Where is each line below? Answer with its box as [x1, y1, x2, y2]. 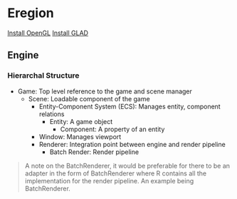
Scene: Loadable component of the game [28, 94, 151, 103]
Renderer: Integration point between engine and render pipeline [38, 140, 226, 148]
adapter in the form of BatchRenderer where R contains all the [24, 169, 207, 178]
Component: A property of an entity [60, 125, 165, 133]
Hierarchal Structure [7, 71, 80, 81]
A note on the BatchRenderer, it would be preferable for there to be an [24, 161, 230, 170]
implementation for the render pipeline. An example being [24, 176, 194, 185]
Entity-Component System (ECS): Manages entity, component [38, 102, 221, 111]
